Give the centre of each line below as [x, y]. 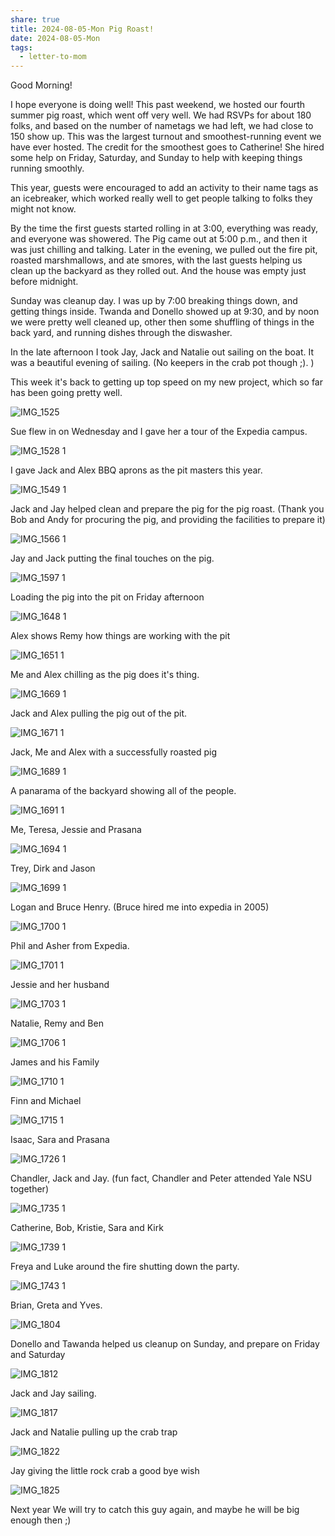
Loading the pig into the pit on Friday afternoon [107, 597]
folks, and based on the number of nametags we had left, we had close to [162, 126]
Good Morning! [41, 85]
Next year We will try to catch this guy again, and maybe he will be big [155, 1510]
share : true [35, 19]
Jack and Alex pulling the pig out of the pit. [99, 713]
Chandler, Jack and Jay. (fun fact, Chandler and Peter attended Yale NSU [161, 1178]
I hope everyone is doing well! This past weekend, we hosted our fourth [158, 105]
